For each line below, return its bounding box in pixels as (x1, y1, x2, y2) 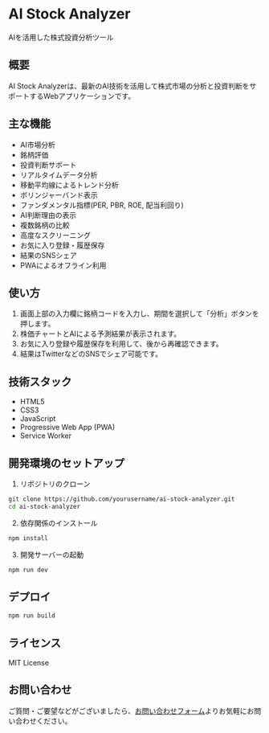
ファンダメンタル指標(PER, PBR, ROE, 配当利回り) (19, 200, 185, 210)
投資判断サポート (19, 160, 77, 170)
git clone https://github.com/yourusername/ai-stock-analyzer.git (8, 495, 235, 503)
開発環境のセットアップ (8, 456, 124, 470)
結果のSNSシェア (19, 250, 78, 260)
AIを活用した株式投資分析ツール (8, 32, 114, 42)
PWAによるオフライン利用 (19, 260, 107, 270)
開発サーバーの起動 (19, 550, 84, 559)
